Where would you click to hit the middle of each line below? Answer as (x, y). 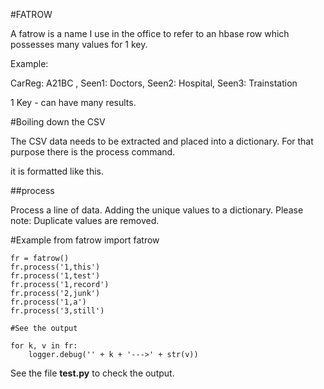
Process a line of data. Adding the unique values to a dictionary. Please (157, 210)
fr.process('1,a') (48, 302)
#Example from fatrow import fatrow (85, 240)
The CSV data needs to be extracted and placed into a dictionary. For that (162, 141)
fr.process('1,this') (55, 267)
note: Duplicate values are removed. (85, 220)
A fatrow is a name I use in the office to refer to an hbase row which (150, 33)
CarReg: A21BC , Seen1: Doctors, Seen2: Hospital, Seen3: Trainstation (154, 83)
